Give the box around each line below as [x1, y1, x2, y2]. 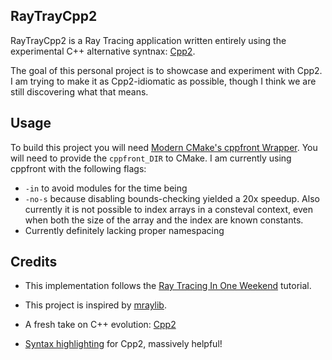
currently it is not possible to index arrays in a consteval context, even [24, 203, 313, 215]
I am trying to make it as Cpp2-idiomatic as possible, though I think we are [10, 75, 317, 87]
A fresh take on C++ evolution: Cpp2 [24, 319, 177, 331]
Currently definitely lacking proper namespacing [24, 224, 225, 236]
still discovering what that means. [10, 85, 149, 98]
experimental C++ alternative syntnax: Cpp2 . [10, 45, 196, 57]
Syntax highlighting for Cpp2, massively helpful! [24, 338, 223, 350]
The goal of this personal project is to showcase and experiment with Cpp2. [10, 64, 323, 76]
